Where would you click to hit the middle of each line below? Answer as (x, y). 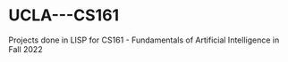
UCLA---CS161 (64, 15)
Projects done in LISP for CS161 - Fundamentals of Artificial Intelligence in (144, 40)
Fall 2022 (25, 49)
